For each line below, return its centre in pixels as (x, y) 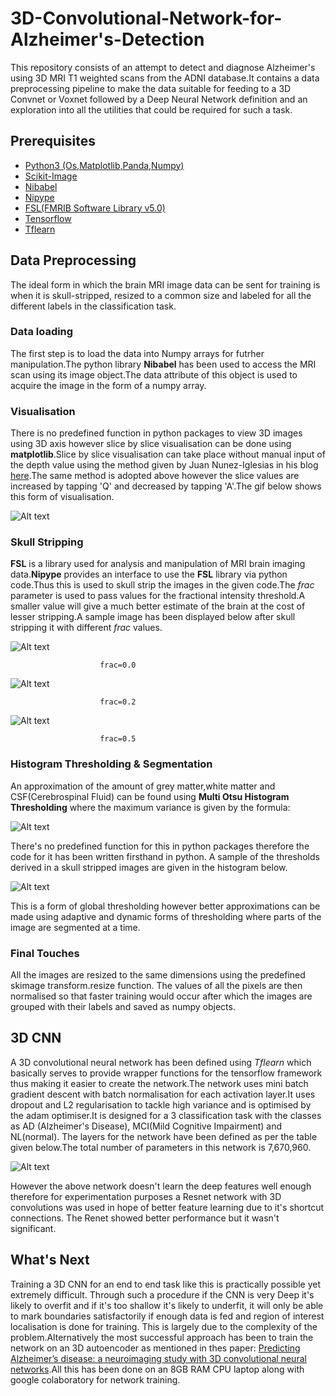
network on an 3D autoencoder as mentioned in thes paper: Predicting (155, 1348)
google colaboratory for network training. (95, 1379)
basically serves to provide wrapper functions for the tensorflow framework (166, 1073)
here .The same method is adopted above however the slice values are (155, 476)
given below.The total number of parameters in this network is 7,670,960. (161, 1147)
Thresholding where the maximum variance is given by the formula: (150, 807)
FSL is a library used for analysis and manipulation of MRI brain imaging (158, 564)
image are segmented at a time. (75, 927)
